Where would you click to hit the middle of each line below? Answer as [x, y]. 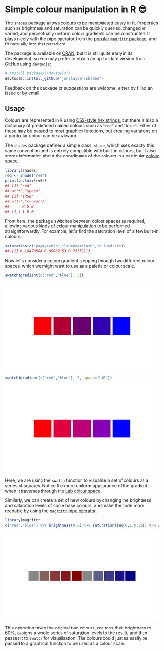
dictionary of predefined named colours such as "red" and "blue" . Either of [81, 125]
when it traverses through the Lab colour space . [53, 491]
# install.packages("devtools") [38, 73]
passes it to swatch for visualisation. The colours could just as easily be [76, 638]
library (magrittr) [24, 520]
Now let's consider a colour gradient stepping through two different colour [80, 261]
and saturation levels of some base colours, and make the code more [75, 505]
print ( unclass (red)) [26, 181]
